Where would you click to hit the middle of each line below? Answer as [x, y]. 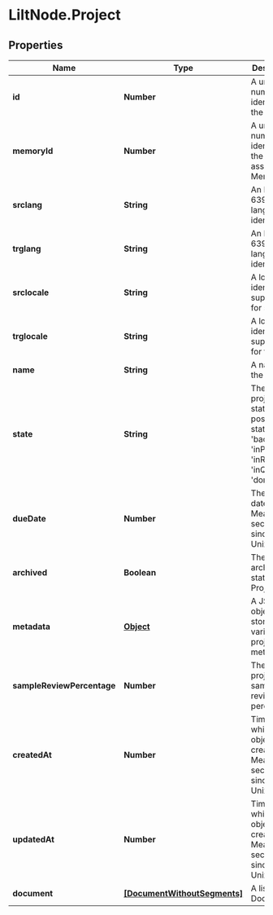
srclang [28, 205]
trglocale [30, 336]
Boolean [140, 572]
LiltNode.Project [65, 15]
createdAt [32, 755]
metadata [31, 627]
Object [136, 627]
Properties [36, 45]
